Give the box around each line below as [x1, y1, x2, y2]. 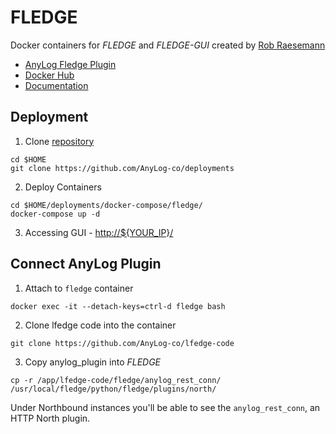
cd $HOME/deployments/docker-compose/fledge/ [10, 200, 203, 210]
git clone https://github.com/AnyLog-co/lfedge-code [10, 338, 235, 348]
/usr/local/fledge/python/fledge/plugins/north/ [10, 384, 217, 394]
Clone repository [24, 135, 95, 147]
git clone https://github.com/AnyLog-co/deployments [10, 163, 235, 173]
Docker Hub [24, 69, 75, 81]
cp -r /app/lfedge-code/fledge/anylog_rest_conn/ [10, 375, 222, 385]
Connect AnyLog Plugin [10, 256, 162, 273]
